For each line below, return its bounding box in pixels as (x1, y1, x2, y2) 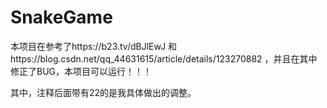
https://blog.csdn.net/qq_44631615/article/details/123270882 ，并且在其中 (10, 52, 318, 65)
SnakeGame (10, 6, 113, 29)
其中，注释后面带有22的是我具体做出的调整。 (10, 86, 197, 98)
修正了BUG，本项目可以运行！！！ (10, 65, 153, 77)
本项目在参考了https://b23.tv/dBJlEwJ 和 (10, 40, 178, 52)
